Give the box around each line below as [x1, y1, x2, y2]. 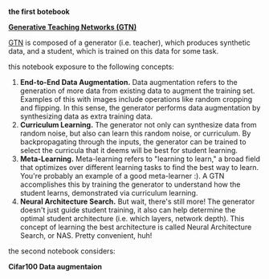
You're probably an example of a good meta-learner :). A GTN [19, 172, 225, 180]
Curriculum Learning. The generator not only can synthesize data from [19, 120, 257, 129]
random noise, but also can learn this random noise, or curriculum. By [19, 128, 251, 138]
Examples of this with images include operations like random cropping [19, 95, 253, 103]
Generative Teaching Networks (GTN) [8, 22, 137, 31]
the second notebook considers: [8, 246, 116, 256]
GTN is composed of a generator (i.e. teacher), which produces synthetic [8, 38, 251, 47]
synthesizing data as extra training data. [19, 111, 153, 121]
